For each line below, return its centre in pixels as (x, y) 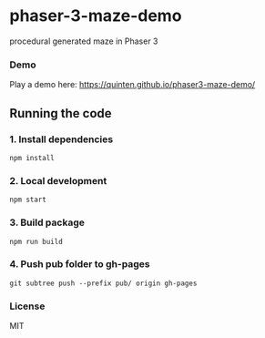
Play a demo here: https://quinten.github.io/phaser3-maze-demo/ (132, 85)
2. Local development (58, 180)
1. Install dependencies (61, 139)
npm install (32, 158)
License (27, 306)
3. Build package (47, 222)
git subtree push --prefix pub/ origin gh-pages (103, 283)
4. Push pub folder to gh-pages (80, 264)
